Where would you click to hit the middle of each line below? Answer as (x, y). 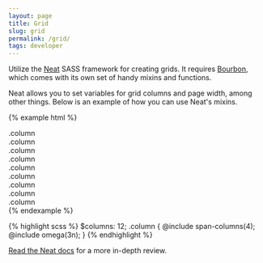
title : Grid (28, 23)
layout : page (30, 16)
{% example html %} (43, 117)
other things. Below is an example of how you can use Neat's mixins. (123, 102)
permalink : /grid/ (39, 38)
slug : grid (27, 31)
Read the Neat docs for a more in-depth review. (88, 251)
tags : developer (36, 46)
